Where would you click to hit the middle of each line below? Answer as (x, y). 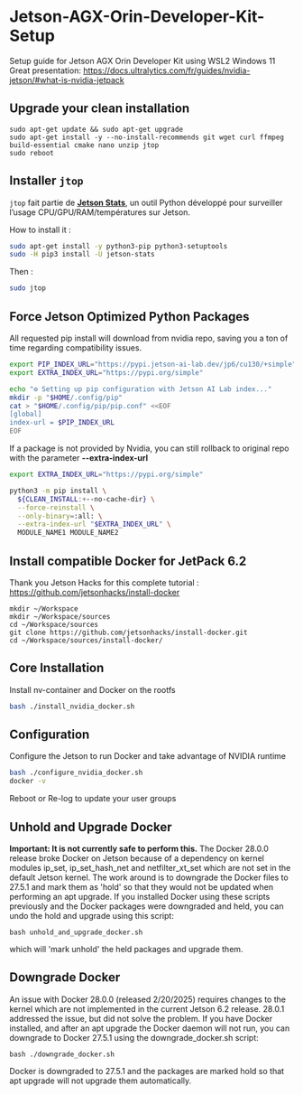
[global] (26, 414)
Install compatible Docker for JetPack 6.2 (128, 561)
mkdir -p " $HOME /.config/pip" (66, 398)
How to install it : (40, 229)
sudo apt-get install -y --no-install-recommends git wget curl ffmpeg (147, 137)
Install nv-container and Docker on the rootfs (92, 689)
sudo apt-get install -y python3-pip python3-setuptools (119, 246)
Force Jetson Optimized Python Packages (129, 317)
